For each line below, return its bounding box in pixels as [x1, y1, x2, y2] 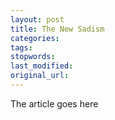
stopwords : [10, 52, 56, 62]
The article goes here [10, 97, 99, 110]
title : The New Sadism [10, 24, 105, 34]
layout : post [10, 14, 65, 25]
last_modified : [10, 61, 74, 71]
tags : [10, 42, 33, 53]
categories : [10, 33, 60, 43]
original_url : [10, 71, 70, 81]
